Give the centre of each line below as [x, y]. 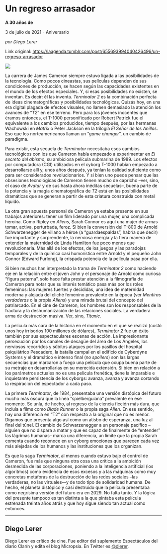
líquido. [13, 201]
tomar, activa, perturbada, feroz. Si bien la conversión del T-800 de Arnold [82, 227]
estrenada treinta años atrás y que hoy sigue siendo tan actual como [75, 503]
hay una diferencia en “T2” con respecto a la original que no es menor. [78, 414]
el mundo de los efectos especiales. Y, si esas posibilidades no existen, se [81, 91]
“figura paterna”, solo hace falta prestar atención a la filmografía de [74, 278]
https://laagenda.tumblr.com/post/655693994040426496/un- [96, 51]
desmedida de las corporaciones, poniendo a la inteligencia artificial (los [79, 466]
